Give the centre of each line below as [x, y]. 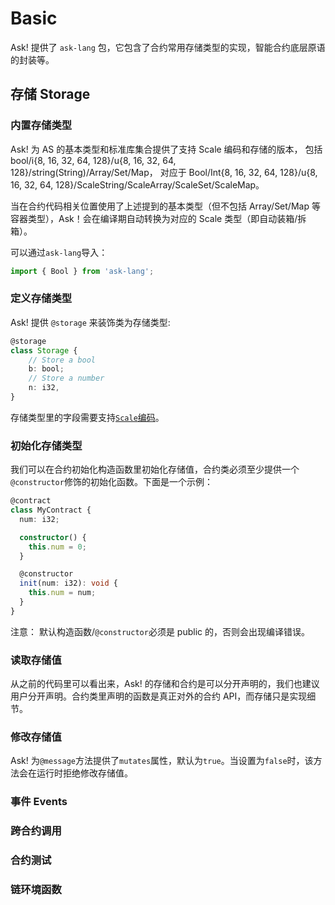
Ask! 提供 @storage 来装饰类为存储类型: [90, 322]
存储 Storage [50, 94]
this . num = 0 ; [57, 547]
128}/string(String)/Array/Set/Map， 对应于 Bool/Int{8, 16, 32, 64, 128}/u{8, [164, 172]
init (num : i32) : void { [68, 583]
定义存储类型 [41, 299]
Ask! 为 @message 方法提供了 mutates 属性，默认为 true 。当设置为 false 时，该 [162, 761]
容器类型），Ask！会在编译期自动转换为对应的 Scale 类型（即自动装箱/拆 [158, 218]
